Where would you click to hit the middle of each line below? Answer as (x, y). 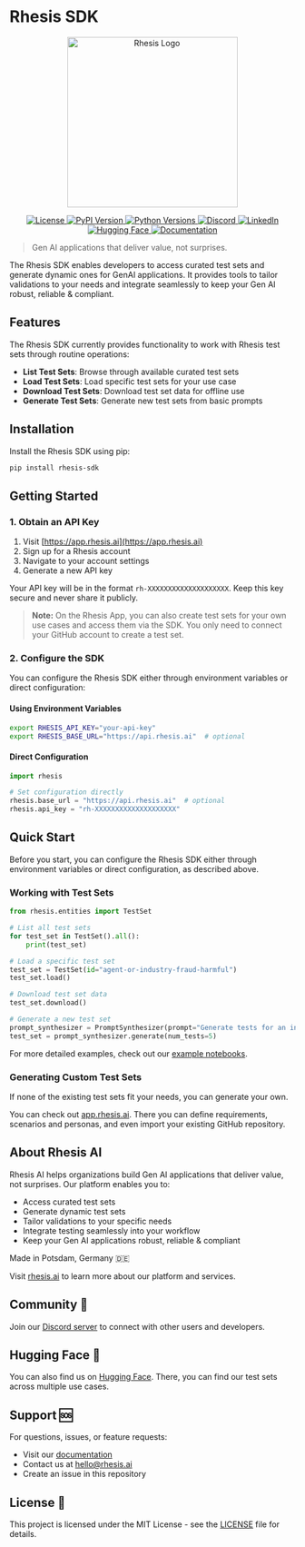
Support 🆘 (41, 1415)
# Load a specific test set (63, 961)
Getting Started (54, 496)
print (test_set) (57, 945)
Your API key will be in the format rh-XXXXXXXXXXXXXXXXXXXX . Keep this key (147, 589)
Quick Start (42, 838)
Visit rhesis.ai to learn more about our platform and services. (123, 1276)
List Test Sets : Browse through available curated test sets (131, 372)
